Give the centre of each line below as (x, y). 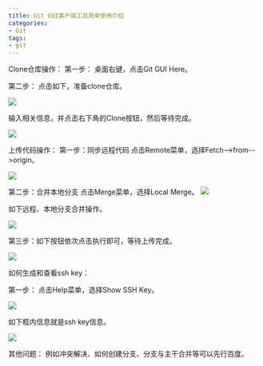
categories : (28, 23)
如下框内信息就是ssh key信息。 (60, 322)
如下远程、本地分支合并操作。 (57, 209)
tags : (17, 38)
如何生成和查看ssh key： (49, 273)
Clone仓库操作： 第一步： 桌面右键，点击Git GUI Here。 (100, 70)
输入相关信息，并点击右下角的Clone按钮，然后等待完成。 (102, 118)
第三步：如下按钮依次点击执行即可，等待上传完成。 (92, 241)
